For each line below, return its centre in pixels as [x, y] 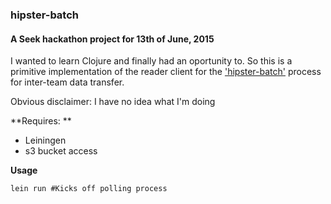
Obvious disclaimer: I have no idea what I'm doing [113, 102]
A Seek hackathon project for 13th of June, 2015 [112, 39]
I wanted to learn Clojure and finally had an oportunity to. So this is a [151, 61]
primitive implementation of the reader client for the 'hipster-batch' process [166, 72]
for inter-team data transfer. [67, 82]
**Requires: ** [41, 121]
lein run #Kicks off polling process [89, 189]
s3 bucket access [61, 151]
